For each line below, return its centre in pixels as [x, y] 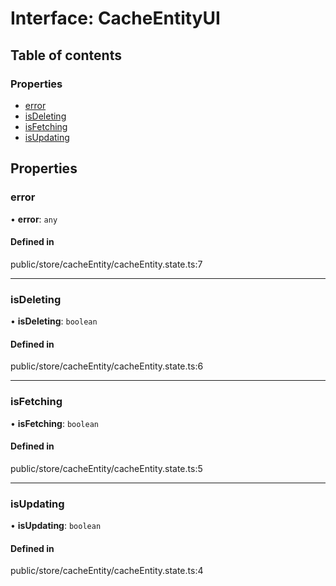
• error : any [34, 219]
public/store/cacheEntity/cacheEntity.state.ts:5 [106, 468]
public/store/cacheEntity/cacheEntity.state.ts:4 [107, 571]
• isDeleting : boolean [54, 321]
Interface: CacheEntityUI [115, 18]
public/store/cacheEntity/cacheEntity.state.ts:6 [107, 366]
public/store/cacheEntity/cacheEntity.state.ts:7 [106, 264]
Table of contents [66, 55]
